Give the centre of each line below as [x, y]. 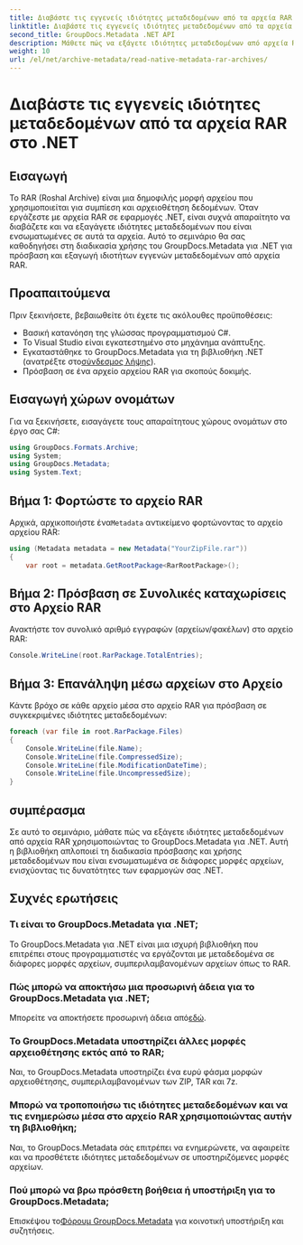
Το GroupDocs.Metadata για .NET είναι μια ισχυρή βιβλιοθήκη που [134, 944]
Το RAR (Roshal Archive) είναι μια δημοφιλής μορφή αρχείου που [131, 198]
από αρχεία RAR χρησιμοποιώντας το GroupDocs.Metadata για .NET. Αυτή [149, 842]
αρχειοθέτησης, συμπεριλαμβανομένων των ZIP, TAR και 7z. [124, 1081]
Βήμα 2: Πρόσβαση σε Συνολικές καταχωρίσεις [148, 593]
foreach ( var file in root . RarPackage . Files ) [96, 732]
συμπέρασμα [47, 810]
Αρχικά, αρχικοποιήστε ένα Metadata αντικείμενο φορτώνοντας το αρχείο [146, 522]
